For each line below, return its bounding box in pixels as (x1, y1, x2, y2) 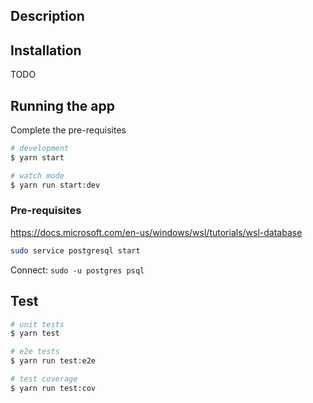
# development (10, 144, 70, 154)
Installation (10, 42, 82, 59)
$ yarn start (10, 152, 65, 163)
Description (10, 8, 85, 25)
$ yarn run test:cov (10, 383, 97, 393)
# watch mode (10, 170, 65, 181)
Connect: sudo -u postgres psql (10, 264, 145, 276)
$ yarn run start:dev (10, 180, 101, 190)
